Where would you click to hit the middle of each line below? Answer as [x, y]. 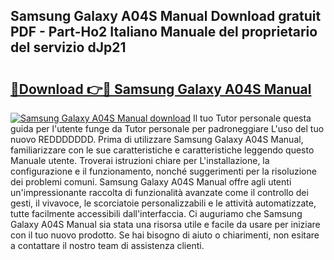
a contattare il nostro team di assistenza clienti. [107, 245]
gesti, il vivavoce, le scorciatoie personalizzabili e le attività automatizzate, [163, 203]
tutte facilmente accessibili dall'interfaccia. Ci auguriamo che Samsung [156, 213]
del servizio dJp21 [68, 47]
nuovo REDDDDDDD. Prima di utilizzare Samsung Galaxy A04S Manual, [157, 139]
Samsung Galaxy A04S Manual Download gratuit [166, 16]
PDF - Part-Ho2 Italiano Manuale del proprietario [164, 32]
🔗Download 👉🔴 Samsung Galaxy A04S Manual [161, 89]
